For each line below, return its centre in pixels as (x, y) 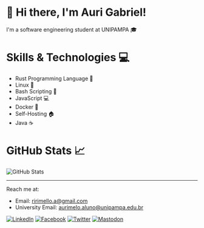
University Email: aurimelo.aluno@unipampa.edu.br (79, 207)
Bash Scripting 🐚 (36, 91)
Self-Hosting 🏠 (35, 113)
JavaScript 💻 (32, 98)
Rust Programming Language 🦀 (54, 78)
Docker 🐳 (27, 107)
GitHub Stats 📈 (46, 151)
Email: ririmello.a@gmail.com (51, 201)
